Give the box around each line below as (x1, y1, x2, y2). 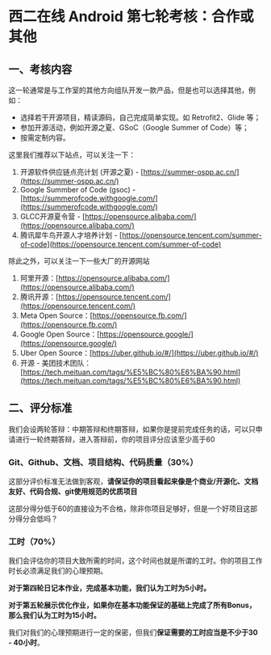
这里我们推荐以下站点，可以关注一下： (8, 150, 135, 159)
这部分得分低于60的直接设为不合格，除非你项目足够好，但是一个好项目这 (8, 504, 251, 513)
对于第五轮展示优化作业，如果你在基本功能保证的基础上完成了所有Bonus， (8, 600, 256, 611)
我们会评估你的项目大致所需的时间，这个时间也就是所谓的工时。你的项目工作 (8, 556, 263, 566)
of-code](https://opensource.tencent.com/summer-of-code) (19, 239, 222, 249)
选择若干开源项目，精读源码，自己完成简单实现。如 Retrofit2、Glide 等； (19, 112, 261, 122)
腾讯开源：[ (19, 292, 59, 302)
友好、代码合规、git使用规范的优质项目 (8, 487, 138, 497)
